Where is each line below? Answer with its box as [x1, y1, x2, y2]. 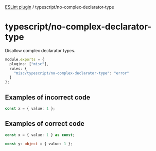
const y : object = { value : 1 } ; [5, 141, 73, 146]
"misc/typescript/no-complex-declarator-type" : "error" [14, 71, 130, 75]
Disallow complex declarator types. [5, 47, 76, 53]
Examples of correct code [5, 119, 85, 128]
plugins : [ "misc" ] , [9, 61, 49, 66]
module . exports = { [5, 57, 45, 62]
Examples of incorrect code [5, 93, 90, 101]
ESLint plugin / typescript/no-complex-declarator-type [5, 4, 114, 10]
